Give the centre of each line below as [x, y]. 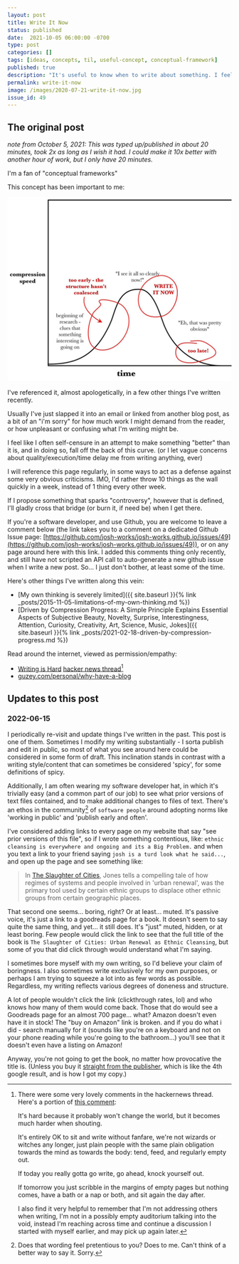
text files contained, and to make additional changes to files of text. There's [118, 801]
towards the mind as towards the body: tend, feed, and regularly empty [122, 1152]
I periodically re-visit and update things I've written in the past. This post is [117, 734]
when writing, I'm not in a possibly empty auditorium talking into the [117, 1216]
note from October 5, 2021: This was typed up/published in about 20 [108, 144]
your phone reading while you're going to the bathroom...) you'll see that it [116, 1037]
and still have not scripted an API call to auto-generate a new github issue [116, 559]
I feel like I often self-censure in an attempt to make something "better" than [119, 442]
